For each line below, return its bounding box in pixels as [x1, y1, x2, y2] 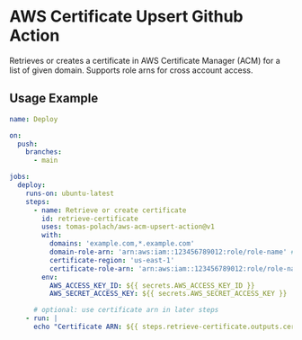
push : [17, 139, 39, 148]
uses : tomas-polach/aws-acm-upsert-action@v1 [41, 222, 216, 231]
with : [41, 231, 63, 240]
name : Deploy [9, 114, 58, 123]
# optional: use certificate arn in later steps [32, 306, 219, 315]
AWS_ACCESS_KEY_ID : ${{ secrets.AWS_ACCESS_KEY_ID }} [49, 281, 255, 290]
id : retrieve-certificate [41, 214, 139, 223]
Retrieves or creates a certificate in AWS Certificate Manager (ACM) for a [9, 55, 280, 66]
